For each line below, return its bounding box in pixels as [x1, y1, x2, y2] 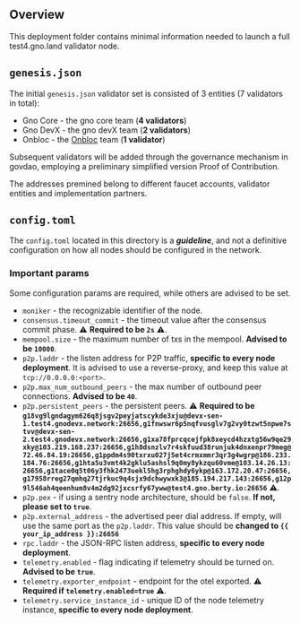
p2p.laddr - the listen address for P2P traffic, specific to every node [21, 352, 276, 363]
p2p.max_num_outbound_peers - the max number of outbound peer [21, 381, 262, 392]
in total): [9, 98, 40, 108]
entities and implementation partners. [9, 187, 148, 198]
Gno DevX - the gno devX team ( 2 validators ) [21, 125, 191, 135]
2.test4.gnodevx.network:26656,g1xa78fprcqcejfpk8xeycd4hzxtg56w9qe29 [21, 435, 292, 444]
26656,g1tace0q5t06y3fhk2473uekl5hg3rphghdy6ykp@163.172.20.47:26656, [21, 466, 292, 475]
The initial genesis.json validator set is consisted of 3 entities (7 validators [9, 88, 284, 99]
